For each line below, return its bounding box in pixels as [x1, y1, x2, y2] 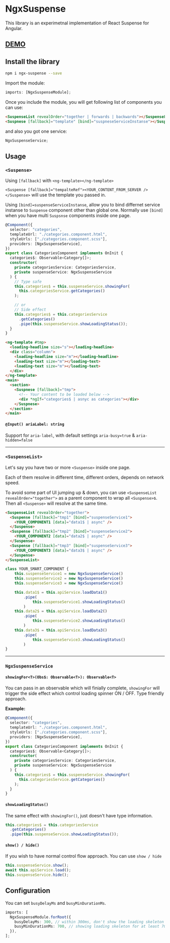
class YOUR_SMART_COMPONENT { [5, 566, 69, 572]
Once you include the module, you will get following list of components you [5, 99, 162, 105]
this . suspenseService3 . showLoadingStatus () [32, 637, 125, 642]
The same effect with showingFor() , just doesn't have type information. [5, 812, 153, 818]
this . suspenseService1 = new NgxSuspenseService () [14, 571, 123, 576]
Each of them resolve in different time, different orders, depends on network [5, 474, 164, 480]
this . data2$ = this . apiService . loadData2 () [14, 609, 108, 614]
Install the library [5, 57, 60, 66]
